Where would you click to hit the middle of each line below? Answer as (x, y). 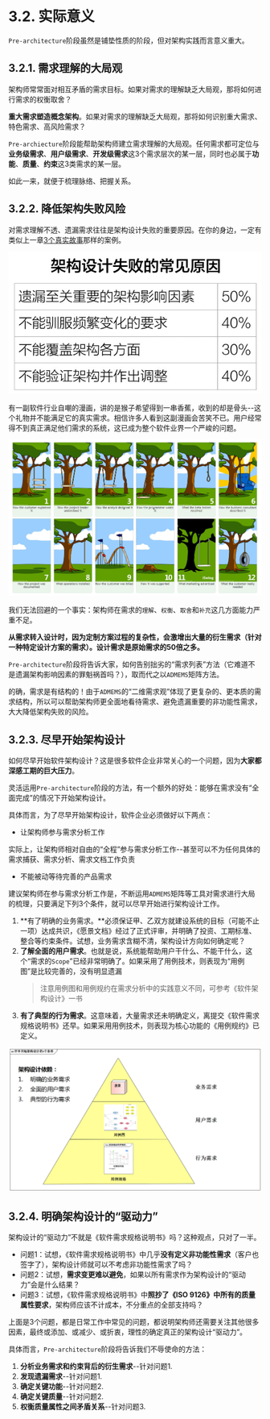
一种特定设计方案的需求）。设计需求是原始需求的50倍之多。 (106, 647)
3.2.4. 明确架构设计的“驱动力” (83, 1216)
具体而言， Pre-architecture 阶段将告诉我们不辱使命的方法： (108, 1349)
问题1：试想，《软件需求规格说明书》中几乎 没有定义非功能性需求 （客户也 (139, 1255)
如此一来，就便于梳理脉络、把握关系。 (72, 181)
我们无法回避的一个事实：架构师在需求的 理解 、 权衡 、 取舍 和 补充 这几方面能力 (131, 610)
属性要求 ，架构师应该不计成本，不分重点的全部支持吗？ (111, 1305)
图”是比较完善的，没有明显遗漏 (71, 972)
